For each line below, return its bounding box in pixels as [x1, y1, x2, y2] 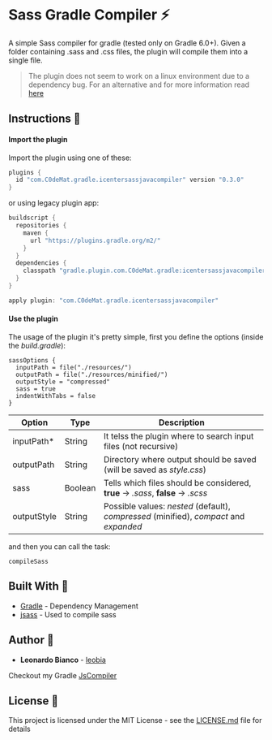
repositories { [15, 222, 67, 230]
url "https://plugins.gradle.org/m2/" [29, 236, 161, 245]
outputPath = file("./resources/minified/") [15, 370, 168, 379]
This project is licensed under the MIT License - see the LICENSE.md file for [8, 716, 262, 725]
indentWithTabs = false [15, 392, 96, 400]
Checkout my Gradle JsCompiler [8, 670, 117, 680]
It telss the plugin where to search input [104, 431, 254, 442]
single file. [8, 55, 43, 65]
